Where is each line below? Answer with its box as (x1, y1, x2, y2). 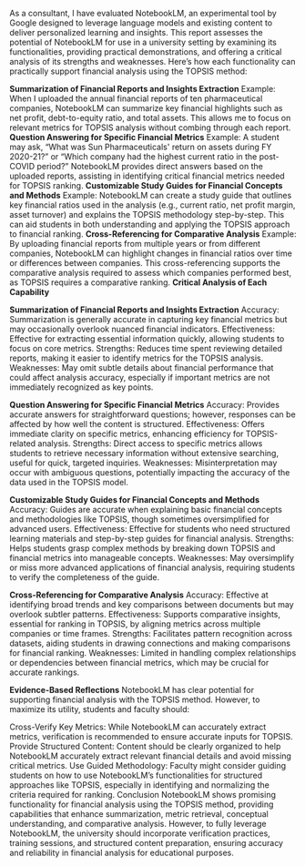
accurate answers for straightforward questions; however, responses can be (9, 409, 296, 420)
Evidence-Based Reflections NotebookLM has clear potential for (9, 685, 255, 695)
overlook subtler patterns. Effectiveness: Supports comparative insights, (9, 609, 280, 619)
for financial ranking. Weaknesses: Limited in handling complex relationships (9, 648, 297, 658)
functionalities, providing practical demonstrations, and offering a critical (9, 46, 282, 57)
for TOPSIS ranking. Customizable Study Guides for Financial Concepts (9, 180, 283, 190)
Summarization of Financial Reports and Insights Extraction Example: (9, 84, 276, 94)
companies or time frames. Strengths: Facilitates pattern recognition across (9, 628, 293, 638)
